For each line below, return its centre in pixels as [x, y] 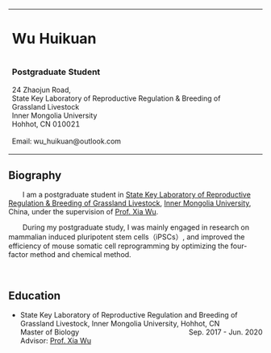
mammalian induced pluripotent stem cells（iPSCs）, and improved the [127, 237]
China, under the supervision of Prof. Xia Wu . [83, 212]
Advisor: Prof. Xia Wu [55, 341]
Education [35, 295]
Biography [35, 175]
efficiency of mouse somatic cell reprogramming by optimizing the [119, 246]
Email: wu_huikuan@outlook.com [67, 141]
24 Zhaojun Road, [41, 89]
